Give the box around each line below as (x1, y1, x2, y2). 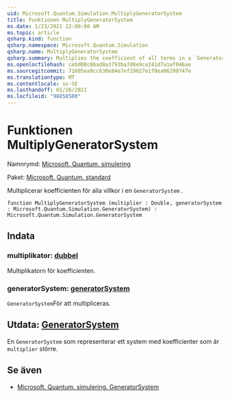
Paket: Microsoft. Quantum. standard (7, 173, 111, 181)
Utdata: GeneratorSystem (7, 319, 119, 331)
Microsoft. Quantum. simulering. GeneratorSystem (16, 382, 159, 391)
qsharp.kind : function (7, 36, 72, 43)
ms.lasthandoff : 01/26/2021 (7, 86, 88, 93)
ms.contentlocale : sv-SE (7, 80, 78, 87)
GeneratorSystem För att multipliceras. (7, 299, 111, 307)
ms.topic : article (7, 29, 60, 36)
